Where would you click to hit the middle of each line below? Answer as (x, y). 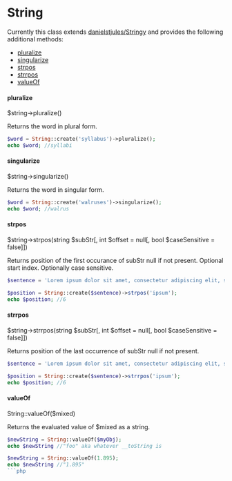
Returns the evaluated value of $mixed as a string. (79, 426)
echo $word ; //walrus (38, 208)
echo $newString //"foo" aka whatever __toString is (85, 446)
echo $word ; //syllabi (40, 146)
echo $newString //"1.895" (46, 465)
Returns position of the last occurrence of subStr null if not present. (103, 351)
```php (17, 471)
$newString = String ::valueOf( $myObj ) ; (65, 440)
